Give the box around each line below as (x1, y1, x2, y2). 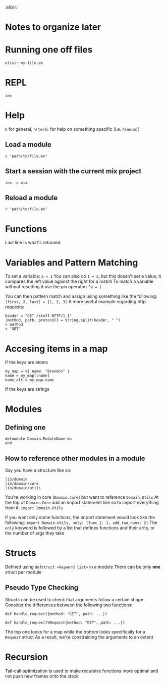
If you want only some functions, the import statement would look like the (5, 515, 155, 521)
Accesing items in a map (5, 343, 108, 354)
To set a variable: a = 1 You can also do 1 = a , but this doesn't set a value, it (5, 273, 161, 279)
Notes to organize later (5, 22, 101, 33)
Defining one (5, 423, 46, 431)
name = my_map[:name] (5, 373, 50, 378)
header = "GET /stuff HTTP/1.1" (5, 314, 72, 318)
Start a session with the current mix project (5, 167, 142, 175)
